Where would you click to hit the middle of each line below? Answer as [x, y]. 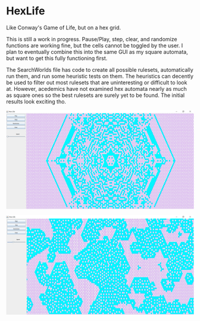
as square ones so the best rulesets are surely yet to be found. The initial [96, 95]
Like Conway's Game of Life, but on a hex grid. [64, 27]
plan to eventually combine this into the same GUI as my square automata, [97, 51]
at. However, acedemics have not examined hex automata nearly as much [97, 88]
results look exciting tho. [36, 101]
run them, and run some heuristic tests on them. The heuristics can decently [100, 76]
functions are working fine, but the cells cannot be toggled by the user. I [95, 45]
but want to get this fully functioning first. [57, 58]
